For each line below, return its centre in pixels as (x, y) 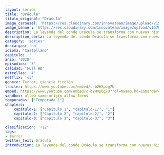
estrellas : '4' (20, 73)
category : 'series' (25, 41)
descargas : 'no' (21, 46)
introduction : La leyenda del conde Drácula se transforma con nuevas (78, 145)
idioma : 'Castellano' (27, 50)
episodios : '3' (20, 64)
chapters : (15, 105)
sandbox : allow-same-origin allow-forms (47, 96)
